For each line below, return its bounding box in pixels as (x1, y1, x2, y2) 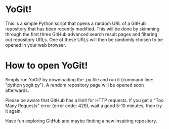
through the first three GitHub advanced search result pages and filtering (5, 31, 158, 37)
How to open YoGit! (5, 60, 88, 72)
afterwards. (5, 87, 29, 93)
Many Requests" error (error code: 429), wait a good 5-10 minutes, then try (5, 103, 162, 109)
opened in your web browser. (5, 42, 67, 48)
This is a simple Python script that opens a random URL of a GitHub (5, 20, 146, 26)
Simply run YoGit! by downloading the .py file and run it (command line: (5, 76, 153, 82)
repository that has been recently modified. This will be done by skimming (5, 25, 160, 31)
